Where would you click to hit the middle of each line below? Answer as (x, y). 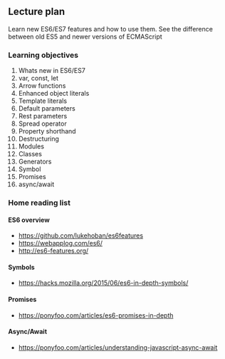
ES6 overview (29, 220)
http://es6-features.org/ (53, 251)
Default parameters (47, 108)
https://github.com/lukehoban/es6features (81, 236)
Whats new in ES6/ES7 (52, 71)
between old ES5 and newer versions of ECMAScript (85, 36)
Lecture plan (37, 12)
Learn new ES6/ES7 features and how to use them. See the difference (110, 29)
